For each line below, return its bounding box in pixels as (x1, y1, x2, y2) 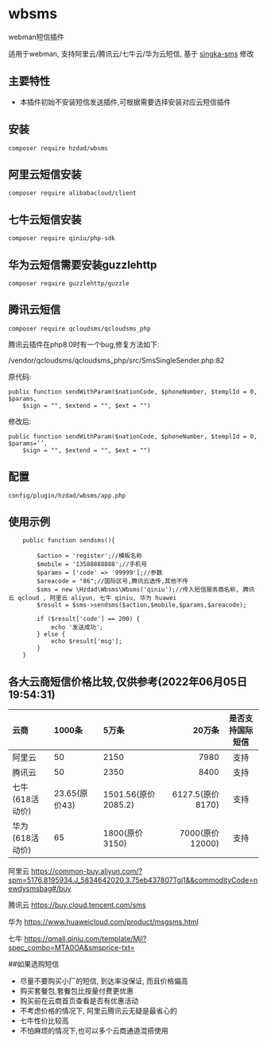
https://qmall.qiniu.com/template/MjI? (23, 934, 147, 944)
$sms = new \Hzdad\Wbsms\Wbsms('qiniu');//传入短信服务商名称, (37, 586, 240, 594)
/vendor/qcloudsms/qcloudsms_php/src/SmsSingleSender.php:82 (8, 355, 225, 365)
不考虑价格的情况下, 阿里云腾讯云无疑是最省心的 (19, 1006, 177, 1016)
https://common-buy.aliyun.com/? (30, 867, 143, 876)
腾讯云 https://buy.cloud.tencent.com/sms (8, 900, 146, 910)
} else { (37, 630, 66, 638)
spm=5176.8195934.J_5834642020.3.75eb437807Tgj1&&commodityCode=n (8, 875, 258, 885)
